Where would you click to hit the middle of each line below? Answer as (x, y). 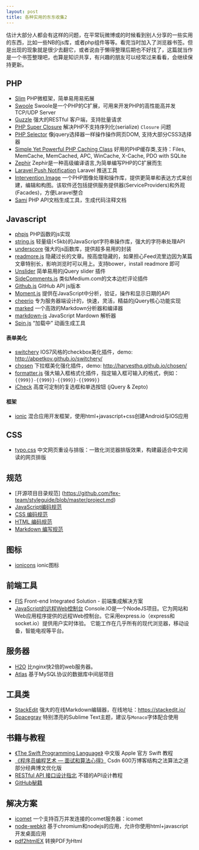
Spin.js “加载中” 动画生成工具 (50, 323)
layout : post (22, 12)
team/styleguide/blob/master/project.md (64, 500)
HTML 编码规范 (33, 522)
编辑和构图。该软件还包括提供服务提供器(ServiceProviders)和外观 (105, 185)
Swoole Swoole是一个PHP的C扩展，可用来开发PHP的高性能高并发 (95, 106)
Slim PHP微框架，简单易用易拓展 (54, 98)
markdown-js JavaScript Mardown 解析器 (65, 316)
